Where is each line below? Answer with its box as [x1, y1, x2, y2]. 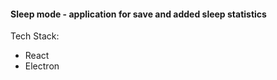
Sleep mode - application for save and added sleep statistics [10, 8, 267, 20]
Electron [24, 60, 60, 72]
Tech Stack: [10, 30, 60, 42]
